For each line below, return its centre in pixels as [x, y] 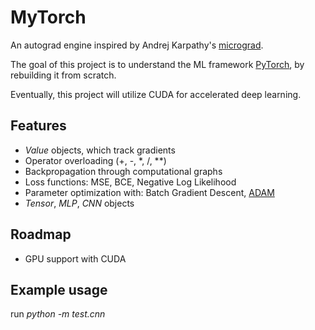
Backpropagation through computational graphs [123, 171]
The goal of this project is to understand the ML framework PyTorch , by [157, 64]
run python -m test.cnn [58, 314]
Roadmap [41, 234]
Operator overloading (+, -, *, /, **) [95, 160]
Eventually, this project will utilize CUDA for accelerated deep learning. [156, 94]
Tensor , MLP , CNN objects [79, 203]
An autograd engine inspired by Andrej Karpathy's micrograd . [137, 45]
